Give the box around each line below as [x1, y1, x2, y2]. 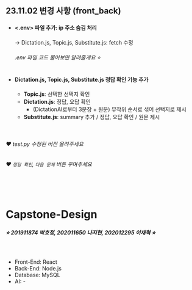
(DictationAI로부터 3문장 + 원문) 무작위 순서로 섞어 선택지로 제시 [32, 106, 187, 113]
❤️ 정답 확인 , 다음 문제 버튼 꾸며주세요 [5, 161, 93, 168]
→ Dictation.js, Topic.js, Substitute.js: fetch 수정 [14, 38, 133, 46]
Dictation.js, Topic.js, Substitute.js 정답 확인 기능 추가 [14, 76, 149, 83]
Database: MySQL [14, 271, 60, 279]
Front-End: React [14, 258, 57, 266]
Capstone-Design [5, 208, 98, 222]
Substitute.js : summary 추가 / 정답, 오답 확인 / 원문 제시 [23, 114, 160, 121]
